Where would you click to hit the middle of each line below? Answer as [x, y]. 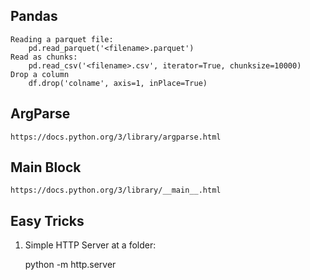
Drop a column [40, 74]
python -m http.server [70, 265]
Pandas [34, 16]
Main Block [46, 167]
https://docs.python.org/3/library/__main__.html [116, 190]
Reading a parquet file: [62, 39]
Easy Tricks [47, 220]
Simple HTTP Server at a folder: [90, 245]
